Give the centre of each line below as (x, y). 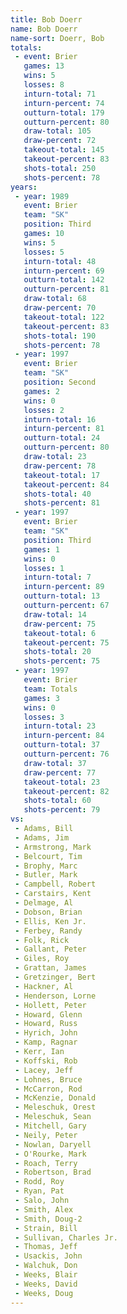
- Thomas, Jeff (46, 1247)
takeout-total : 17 (62, 475)
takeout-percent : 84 (66, 484)
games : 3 (41, 698)
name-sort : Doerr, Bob (57, 38)
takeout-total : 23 (62, 782)
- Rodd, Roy (39, 1182)
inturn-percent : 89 (64, 587)
